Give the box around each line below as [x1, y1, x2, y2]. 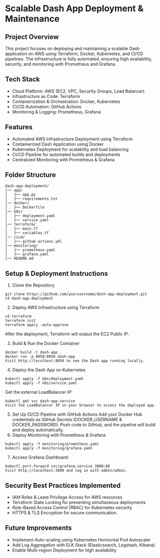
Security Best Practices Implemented [5, 481, 121, 490]
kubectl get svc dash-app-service [5, 399, 76, 404]
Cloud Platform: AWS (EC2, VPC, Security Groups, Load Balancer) [12, 88, 145, 94]
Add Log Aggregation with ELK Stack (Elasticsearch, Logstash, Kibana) [12, 542, 155, 548]
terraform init [5, 318, 36, 323]
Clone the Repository [12, 282, 55, 288]
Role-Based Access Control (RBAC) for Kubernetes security [12, 505, 133, 511]
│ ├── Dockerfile [5, 205, 45, 210]
